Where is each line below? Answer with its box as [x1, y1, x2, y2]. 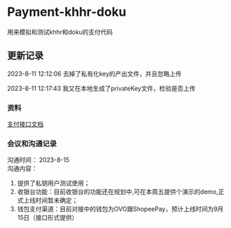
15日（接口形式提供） [17, 214, 78, 222]
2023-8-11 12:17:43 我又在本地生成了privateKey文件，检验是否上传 [7, 84, 196, 92]
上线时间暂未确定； [23, 196, 78, 205]
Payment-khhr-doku [7, 4, 127, 20]
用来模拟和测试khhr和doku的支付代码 [7, 28, 113, 36]
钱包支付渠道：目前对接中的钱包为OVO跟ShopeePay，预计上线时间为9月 [17, 205, 224, 214]
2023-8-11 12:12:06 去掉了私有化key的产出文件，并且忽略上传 [7, 70, 182, 78]
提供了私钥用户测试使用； [17, 179, 90, 187]
